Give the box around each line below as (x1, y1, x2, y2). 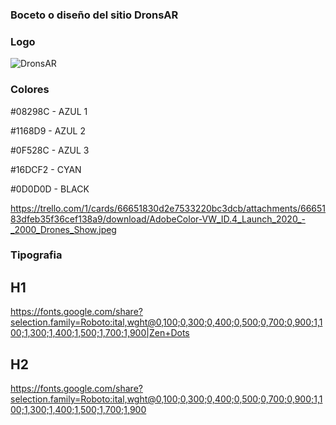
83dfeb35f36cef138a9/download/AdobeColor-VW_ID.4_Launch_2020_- (10, 213, 306, 225)
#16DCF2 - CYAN (10, 163, 82, 175)
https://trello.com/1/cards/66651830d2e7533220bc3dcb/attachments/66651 (10, 202, 326, 214)
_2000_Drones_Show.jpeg (10, 223, 117, 235)
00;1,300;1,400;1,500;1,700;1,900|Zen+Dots (10, 327, 190, 339)
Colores (10, 83, 50, 97)
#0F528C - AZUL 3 (10, 144, 90, 156)
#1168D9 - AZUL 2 (10, 124, 86, 137)
